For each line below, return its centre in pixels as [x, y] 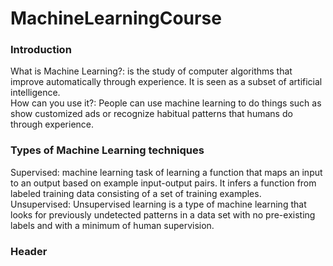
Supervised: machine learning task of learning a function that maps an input [166, 172]
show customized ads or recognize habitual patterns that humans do [151, 114]
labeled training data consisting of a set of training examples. [136, 193]
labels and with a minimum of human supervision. [112, 225]
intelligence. [35, 93]
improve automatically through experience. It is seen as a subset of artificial [166, 82]
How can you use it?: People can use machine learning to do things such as [166, 103]
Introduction [41, 50]
